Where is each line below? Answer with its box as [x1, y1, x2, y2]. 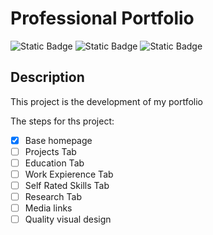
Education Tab [24, 157, 85, 169]
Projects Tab [24, 145, 77, 157]
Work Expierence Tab [24, 168, 114, 180]
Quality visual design [24, 213, 112, 226]
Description [10, 69, 85, 86]
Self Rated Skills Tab [24, 180, 110, 191]
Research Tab [24, 191, 82, 203]
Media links [24, 202, 73, 214]
